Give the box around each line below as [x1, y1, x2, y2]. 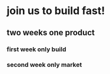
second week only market [6, 60, 82, 69]
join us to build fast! [6, 4, 105, 18]
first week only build [6, 45, 66, 53]
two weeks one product [6, 28, 95, 38]
